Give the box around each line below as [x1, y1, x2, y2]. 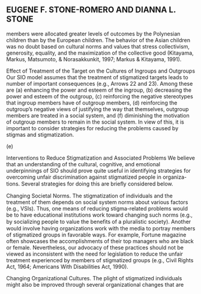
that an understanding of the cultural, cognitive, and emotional [6, 160, 161, 167]
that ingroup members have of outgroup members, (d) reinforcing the [6, 99, 178, 106]
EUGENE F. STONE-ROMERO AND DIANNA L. [6, 5, 176, 15]
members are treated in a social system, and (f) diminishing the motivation [6, 112, 190, 119]
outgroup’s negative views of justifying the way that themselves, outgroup [6, 105, 189, 113]
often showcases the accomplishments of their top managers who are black [6, 237, 194, 245]
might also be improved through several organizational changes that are [6, 281, 184, 288]
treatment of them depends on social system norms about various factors [6, 198, 188, 206]
